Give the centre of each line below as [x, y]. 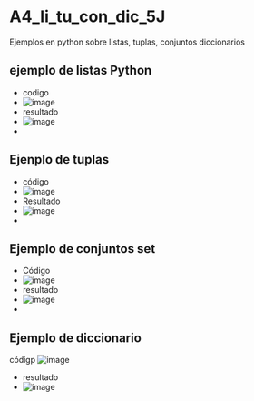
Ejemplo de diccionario [76, 338]
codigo [36, 92]
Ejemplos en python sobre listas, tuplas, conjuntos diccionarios [127, 42]
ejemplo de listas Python [81, 70]
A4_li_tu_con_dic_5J [88, 17]
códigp [23, 360]
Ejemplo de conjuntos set [83, 249]
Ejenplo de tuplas [59, 160]
